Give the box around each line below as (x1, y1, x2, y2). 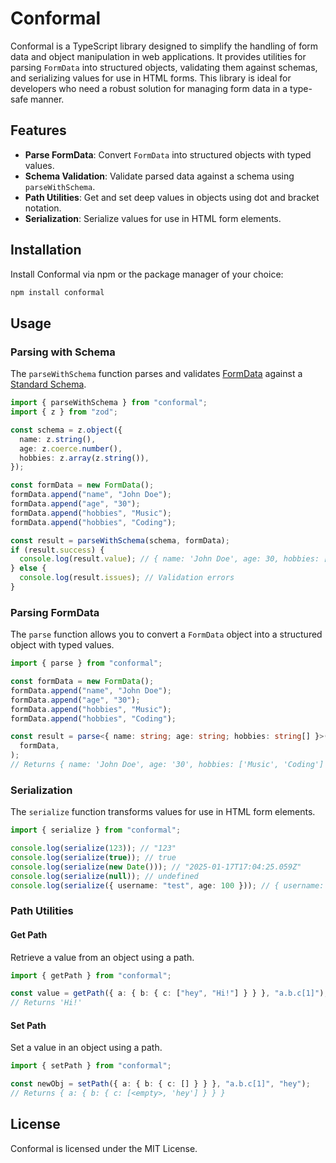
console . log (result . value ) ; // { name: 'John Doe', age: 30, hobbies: (19, 554, 320, 564)
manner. (30, 93, 65, 105)
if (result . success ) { (10, 545, 105, 555)
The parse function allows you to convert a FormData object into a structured (10, 628, 323, 641)
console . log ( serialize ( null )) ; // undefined (10, 871, 199, 881)
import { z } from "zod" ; (10, 407, 118, 417)
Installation (10, 242, 82, 259)
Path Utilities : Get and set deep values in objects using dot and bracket (24, 191, 320, 203)
